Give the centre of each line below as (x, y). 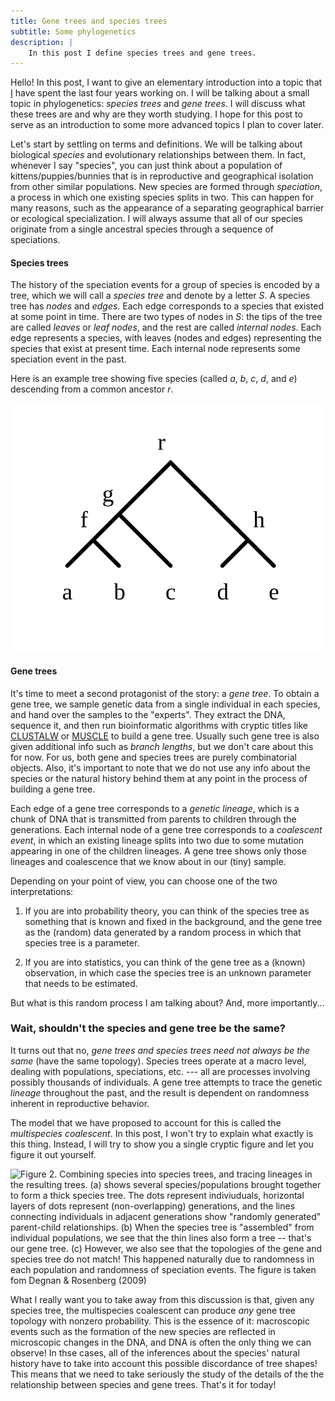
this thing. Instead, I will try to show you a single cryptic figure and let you (162, 1144)
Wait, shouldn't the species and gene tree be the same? (148, 1028)
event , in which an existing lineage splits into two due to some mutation (157, 840)
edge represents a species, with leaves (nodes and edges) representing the (166, 338)
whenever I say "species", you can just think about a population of (146, 166)
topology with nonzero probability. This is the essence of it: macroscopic (160, 1321)
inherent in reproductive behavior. (80, 1103)
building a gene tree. (53, 789)
